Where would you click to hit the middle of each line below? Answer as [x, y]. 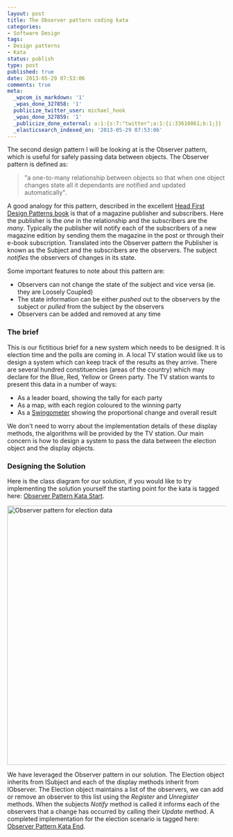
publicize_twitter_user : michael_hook [70, 110]
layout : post [26, 14]
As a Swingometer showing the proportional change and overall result [117, 412]
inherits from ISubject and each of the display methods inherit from [103, 781]
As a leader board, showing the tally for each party [90, 397]
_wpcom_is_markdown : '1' [49, 98]
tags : [15, 40]
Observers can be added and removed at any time [89, 314]
